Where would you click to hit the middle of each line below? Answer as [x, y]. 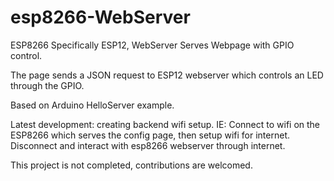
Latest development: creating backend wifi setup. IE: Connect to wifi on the [165, 124]
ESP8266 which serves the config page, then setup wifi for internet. [150, 135]
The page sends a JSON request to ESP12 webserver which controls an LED [167, 75]
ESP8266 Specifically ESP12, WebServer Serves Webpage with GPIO [152, 45]
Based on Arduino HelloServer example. [92, 105]
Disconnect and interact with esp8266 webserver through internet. [148, 145]
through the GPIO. [47, 85]
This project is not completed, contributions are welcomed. [131, 165]
